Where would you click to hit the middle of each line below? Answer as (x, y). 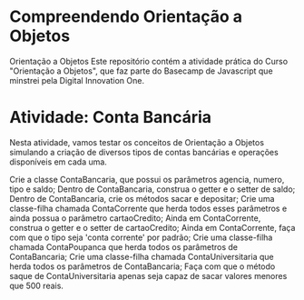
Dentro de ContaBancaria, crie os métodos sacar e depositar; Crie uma (142, 198)
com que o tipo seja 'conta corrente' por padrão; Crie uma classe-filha (141, 237)
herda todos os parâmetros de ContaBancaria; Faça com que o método (142, 266)
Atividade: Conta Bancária (110, 118)
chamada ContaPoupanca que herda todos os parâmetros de (124, 246)
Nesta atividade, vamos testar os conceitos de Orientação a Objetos (137, 142)
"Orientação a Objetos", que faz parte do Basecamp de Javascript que (142, 71)
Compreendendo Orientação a (126, 17)
